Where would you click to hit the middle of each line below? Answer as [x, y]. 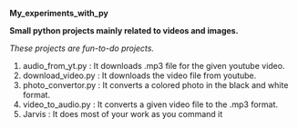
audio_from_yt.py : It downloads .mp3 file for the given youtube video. [154, 66]
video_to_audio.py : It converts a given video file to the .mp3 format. [150, 104]
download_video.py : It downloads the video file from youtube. [139, 75]
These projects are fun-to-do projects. [82, 48]
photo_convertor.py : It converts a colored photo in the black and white [155, 85]
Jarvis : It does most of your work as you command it [123, 114]
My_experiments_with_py [59, 13]
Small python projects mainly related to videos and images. [124, 30]
